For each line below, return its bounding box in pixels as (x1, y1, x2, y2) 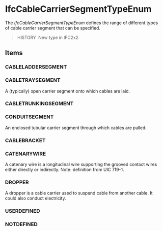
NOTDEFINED (5, 221, 38, 228)
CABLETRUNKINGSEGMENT (5, 100, 74, 107)
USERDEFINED (5, 208, 40, 215)
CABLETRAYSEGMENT (5, 77, 60, 84)
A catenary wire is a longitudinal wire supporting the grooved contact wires (5, 161, 157, 167)
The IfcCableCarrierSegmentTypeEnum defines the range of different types (5, 20, 158, 26)
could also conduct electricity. (5, 196, 66, 201)
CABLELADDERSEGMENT (5, 64, 67, 70)
